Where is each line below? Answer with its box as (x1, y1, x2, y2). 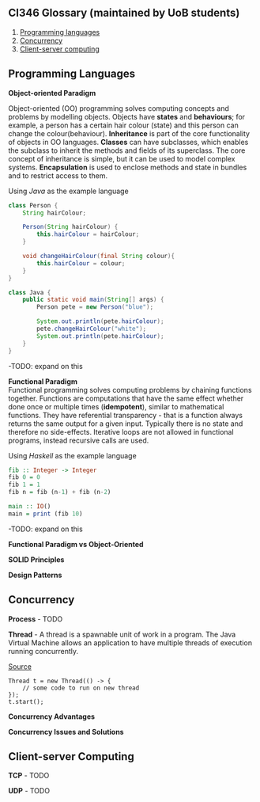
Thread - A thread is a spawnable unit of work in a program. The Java (8, 629, 236, 639)
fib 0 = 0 (8, 473, 41, 481)
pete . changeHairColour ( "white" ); (36, 325, 147, 333)
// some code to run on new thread (22, 684, 140, 692)
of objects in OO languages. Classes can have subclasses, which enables (8, 137, 249, 146)
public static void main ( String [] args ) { (22, 296, 164, 304)
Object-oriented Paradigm (8, 88, 96, 97)
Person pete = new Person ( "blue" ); (36, 303, 154, 311)
